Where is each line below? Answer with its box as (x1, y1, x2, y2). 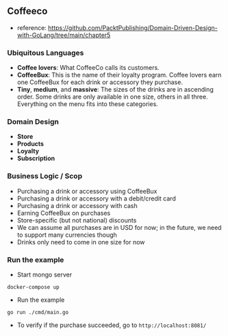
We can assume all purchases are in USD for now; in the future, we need (16, 223, 222, 231)
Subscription (16, 154, 55, 163)
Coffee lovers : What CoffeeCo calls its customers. (16, 64, 160, 72)
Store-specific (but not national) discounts (16, 216, 137, 224)
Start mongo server (16, 270, 73, 279)
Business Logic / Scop (7, 171, 83, 181)
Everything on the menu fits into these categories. (16, 100, 159, 108)
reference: (16, 23, 47, 31)
